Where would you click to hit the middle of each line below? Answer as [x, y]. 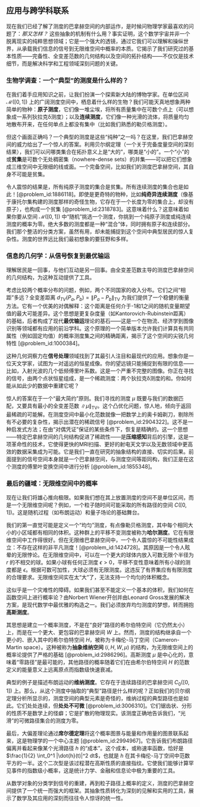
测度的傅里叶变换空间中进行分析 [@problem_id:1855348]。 [83, 466]
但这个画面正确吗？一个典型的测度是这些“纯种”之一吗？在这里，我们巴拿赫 [97, 137]
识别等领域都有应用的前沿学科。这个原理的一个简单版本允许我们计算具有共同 [100, 328]
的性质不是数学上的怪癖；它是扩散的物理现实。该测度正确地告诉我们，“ [93, 713]
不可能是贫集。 [29, 174]
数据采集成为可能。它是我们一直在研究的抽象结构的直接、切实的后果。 [102, 451]
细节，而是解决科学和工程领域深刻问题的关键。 [63, 63]
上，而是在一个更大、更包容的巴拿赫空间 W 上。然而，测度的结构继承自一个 [99, 632]
